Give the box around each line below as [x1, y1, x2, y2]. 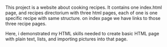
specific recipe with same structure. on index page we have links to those [5, 15, 161, 21]
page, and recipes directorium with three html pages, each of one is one [5, 10, 158, 16]
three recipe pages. [5, 20, 47, 27]
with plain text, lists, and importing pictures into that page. [5, 36, 128, 42]
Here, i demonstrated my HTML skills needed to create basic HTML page [5, 31, 160, 36]
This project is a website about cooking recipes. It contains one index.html [5, 5, 162, 10]
